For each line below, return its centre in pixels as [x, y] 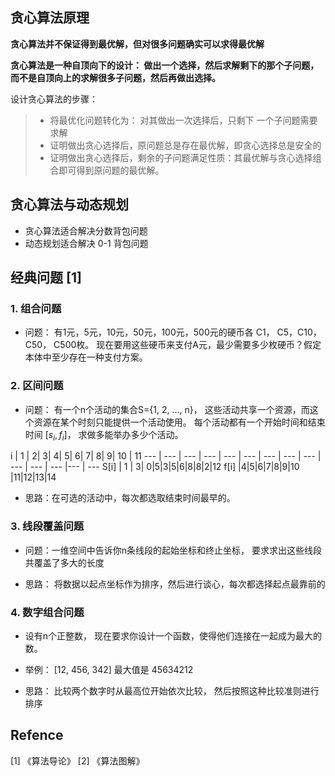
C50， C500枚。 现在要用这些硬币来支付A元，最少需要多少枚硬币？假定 [173, 345]
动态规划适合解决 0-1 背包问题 [86, 243]
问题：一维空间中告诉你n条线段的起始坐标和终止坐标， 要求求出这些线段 [173, 550]
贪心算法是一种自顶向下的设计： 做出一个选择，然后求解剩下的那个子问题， [165, 65]
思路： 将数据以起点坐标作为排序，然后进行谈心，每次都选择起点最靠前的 [175, 584]
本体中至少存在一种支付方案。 [86, 357]
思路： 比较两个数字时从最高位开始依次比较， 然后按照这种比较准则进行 [172, 691]
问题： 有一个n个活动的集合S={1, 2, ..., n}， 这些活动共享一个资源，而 [167, 409]
